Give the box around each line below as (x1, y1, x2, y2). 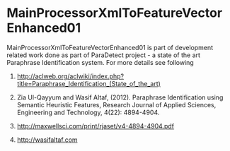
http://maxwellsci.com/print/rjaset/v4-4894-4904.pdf (16, 121, 175, 130)
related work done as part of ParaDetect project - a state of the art (6, 51, 201, 59)
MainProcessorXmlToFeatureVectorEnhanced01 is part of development (6, 43, 214, 52)
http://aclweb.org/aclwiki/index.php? (16, 72, 125, 80)
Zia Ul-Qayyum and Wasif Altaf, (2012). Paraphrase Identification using (16, 93, 224, 102)
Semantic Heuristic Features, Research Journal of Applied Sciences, (16, 100, 217, 109)
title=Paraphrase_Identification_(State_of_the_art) (16, 79, 161, 87)
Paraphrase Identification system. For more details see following (6, 58, 194, 66)
